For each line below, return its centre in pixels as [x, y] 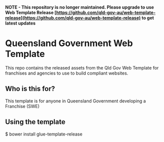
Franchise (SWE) [22, 106]
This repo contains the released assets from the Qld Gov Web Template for [82, 67]
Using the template [35, 122]
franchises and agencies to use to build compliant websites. [67, 73]
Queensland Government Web [69, 43]
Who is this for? [30, 89]
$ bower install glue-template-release [44, 134]
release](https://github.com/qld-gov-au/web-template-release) [73, 18]
